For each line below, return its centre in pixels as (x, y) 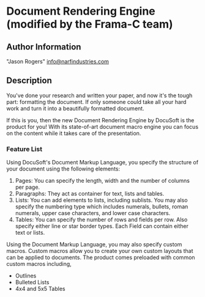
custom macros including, (39, 264)
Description (29, 81)
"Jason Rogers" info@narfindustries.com (58, 61)
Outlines (26, 276)
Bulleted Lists (32, 282)
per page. (28, 187)
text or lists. (30, 233)
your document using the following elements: (63, 169)
